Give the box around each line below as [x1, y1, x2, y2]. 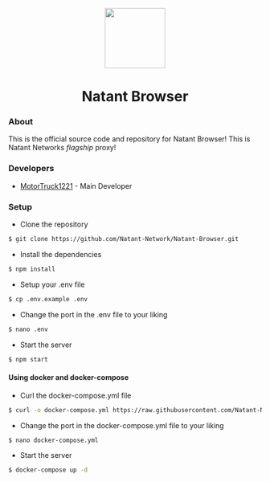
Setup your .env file [19, 280, 85, 289]
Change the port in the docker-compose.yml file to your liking [19, 420, 224, 430]
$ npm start [8, 355, 48, 363]
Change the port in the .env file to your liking [19, 309, 168, 319]
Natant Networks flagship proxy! [8, 143, 117, 153]
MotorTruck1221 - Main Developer [19, 181, 133, 190]
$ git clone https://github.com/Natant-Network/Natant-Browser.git [8, 235, 239, 243]
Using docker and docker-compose [8, 373, 129, 382]
